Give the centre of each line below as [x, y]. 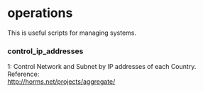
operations [40, 13]
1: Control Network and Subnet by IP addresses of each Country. [102, 67]
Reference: [23, 74]
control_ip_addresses [45, 51]
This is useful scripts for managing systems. [72, 33]
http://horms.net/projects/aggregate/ [61, 82]
